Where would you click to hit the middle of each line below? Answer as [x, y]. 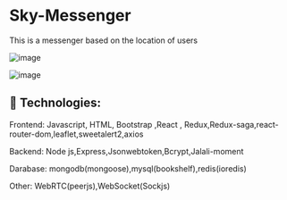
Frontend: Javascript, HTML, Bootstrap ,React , [96, 124]
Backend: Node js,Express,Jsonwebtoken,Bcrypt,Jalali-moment [127, 151]
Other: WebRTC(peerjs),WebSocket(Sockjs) [90, 186]
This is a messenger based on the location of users [104, 40]
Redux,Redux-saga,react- [232, 124]
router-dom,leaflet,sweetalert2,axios [76, 134]
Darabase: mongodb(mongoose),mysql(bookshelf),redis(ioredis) [128, 168]
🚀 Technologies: [55, 103]
